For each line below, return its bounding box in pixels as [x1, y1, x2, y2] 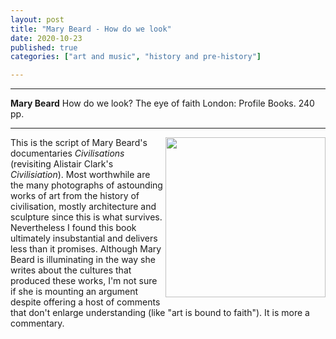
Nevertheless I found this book [10, 222, 137, 234]
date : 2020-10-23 [10, 33, 83, 43]
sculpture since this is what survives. [10, 211, 163, 223]
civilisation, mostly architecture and [10, 201, 157, 213]
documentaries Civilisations [10, 147, 125, 160]
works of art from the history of [10, 190, 140, 202]
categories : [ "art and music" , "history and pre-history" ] [10, 52, 262, 62]
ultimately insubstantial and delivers [10, 232, 158, 245]
